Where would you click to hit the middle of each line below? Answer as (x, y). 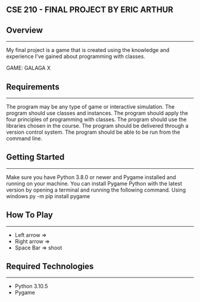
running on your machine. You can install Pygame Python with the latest (94, 183)
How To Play (30, 215)
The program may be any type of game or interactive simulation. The (90, 107)
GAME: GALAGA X (28, 68)
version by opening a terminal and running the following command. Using (96, 190)
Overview (25, 30)
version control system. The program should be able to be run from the (93, 132)
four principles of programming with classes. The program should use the (96, 119)
